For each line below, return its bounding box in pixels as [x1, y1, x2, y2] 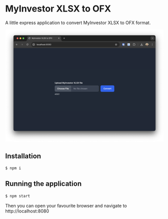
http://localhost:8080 [5, 208, 49, 214]
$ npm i [5, 166, 22, 171]
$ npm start [5, 193, 30, 198]
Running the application [5, 179, 82, 188]
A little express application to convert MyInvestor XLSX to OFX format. [5, 20, 151, 26]
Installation [5, 152, 41, 160]
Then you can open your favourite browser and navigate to [5, 202, 127, 208]
